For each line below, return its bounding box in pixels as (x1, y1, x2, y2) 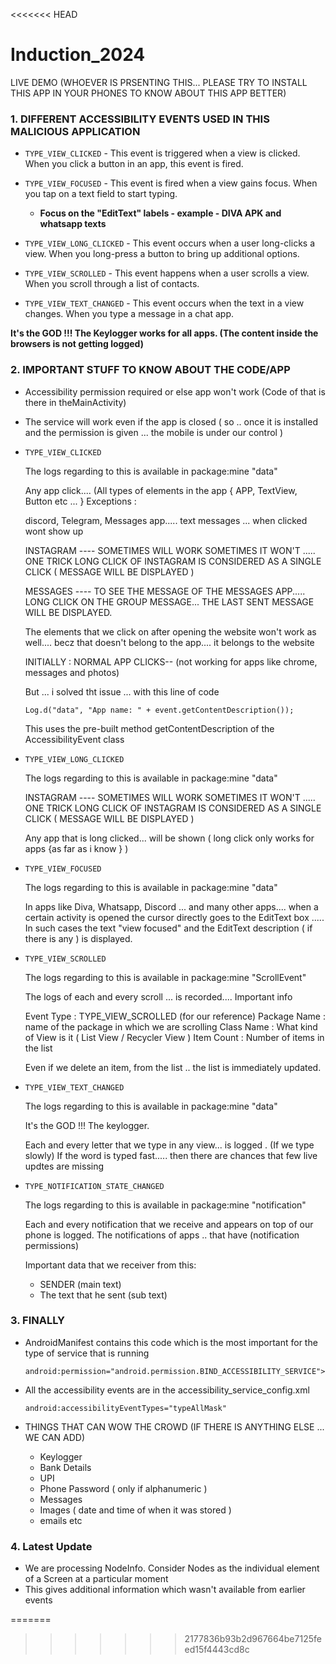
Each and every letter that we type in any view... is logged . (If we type (24, 1139, 315, 1151)
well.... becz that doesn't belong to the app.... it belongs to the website (24, 636, 315, 648)
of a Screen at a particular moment (24, 1573, 169, 1585)
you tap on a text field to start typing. (24, 188, 178, 200)
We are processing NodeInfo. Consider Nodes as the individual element (24, 1562, 320, 1574)
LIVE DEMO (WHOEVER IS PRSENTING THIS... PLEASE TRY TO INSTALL (10, 76, 308, 88)
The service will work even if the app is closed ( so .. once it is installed (24, 415, 318, 428)
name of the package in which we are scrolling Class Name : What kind (24, 1020, 318, 1033)
